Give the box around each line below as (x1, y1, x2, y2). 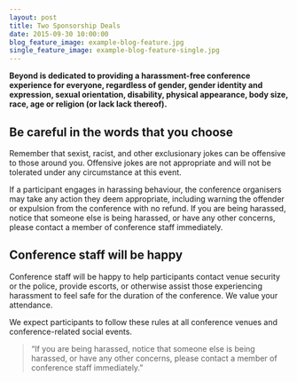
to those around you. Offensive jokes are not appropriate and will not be (9, 157, 272, 168)
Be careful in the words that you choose (9, 124, 233, 139)
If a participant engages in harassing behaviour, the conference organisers (9, 184, 282, 195)
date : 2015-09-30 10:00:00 (9, 29, 109, 38)
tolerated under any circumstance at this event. (9, 166, 182, 178)
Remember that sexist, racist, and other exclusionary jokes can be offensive (9, 147, 286, 158)
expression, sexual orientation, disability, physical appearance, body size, (9, 90, 288, 100)
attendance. (9, 299, 53, 310)
